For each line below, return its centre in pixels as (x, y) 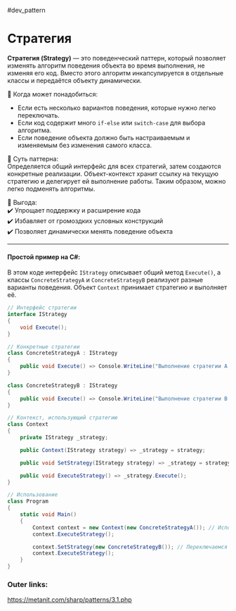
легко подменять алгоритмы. (51, 189)
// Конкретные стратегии (44, 347)
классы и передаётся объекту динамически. (74, 80)
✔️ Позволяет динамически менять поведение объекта (90, 231)
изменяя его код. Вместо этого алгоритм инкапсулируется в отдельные (115, 73)
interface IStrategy (38, 315)
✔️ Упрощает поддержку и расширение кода (74, 210)
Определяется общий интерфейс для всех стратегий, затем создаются (114, 166)
